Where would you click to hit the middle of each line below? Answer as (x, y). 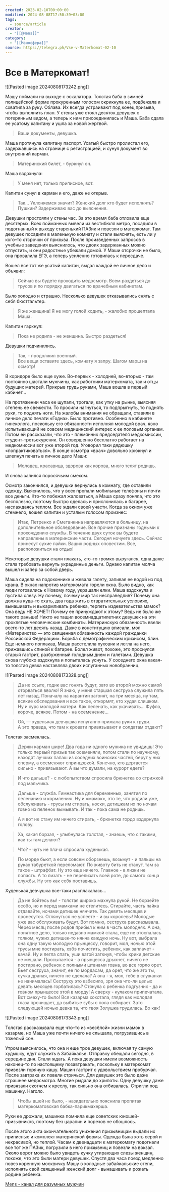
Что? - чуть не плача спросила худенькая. (63, 849)
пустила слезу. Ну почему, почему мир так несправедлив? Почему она (82, 595)
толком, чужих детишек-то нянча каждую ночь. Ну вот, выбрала (87, 938)
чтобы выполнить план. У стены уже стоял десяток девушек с (72, 112)
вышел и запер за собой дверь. (39, 569)
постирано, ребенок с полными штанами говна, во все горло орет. (90, 965)
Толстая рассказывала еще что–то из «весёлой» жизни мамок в (75, 1027)
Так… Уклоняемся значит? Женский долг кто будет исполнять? (86, 202)
